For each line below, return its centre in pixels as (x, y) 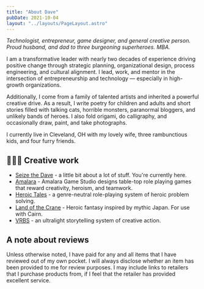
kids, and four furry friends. (41, 141)
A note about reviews (48, 240)
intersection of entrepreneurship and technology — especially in (87, 79)
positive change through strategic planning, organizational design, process (100, 65)
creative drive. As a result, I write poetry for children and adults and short (99, 103)
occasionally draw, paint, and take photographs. (67, 123)
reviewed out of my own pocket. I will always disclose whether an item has (100, 261)
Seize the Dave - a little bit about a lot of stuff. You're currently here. (101, 175)
